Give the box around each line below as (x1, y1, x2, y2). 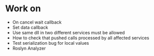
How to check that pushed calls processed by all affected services (12, 35, 150, 41)
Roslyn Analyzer (12, 45, 46, 51)
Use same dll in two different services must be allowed (12, 29, 125, 35)
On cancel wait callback (12, 19, 62, 25)
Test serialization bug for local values (12, 40, 89, 46)
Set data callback (12, 24, 48, 30)
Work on (5, 3, 41, 14)
